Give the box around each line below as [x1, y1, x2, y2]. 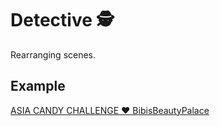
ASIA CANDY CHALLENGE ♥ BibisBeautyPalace [10, 104, 210, 116]
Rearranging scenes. [10, 48, 97, 61]
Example [10, 78, 66, 95]
